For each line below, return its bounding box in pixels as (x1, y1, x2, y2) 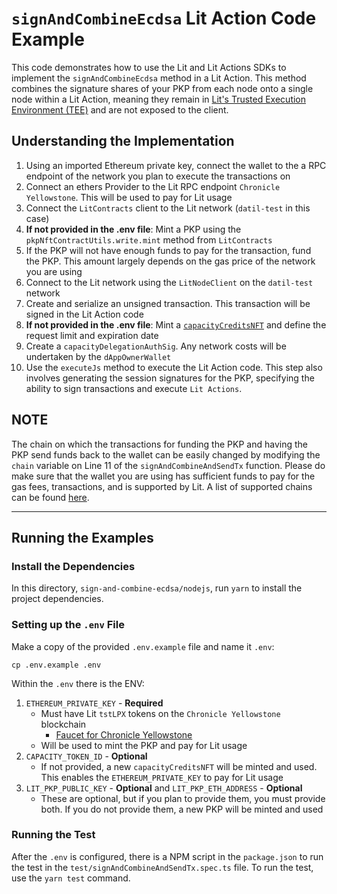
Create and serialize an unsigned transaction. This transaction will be (25, 297, 311, 309)
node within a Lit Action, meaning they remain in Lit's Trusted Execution (11, 93, 307, 105)
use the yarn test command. (11, 872, 131, 884)
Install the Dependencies (11, 559, 136, 573)
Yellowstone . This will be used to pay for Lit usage (25, 191, 233, 203)
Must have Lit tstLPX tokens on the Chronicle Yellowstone (40, 707, 281, 719)
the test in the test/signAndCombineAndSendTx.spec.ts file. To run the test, (11, 861, 314, 873)
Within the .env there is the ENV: (11, 677, 145, 689)
